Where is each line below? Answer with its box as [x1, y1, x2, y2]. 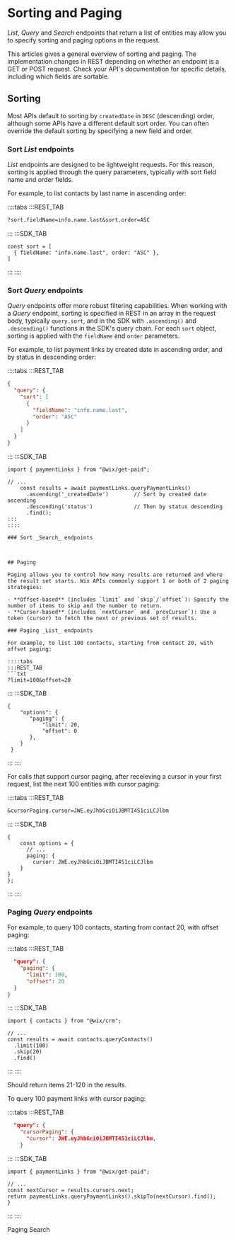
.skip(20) [13, 1048, 42, 1056]
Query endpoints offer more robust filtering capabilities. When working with [7, 302, 228, 310]
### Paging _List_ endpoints [7, 627, 93, 634]
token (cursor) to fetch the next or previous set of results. [7, 614, 198, 622]
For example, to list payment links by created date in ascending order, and [7, 345, 223, 354]
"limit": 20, [42, 721, 81, 728]
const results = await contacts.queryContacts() [7, 1036, 153, 1043]
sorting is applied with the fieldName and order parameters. [7, 331, 180, 341]
